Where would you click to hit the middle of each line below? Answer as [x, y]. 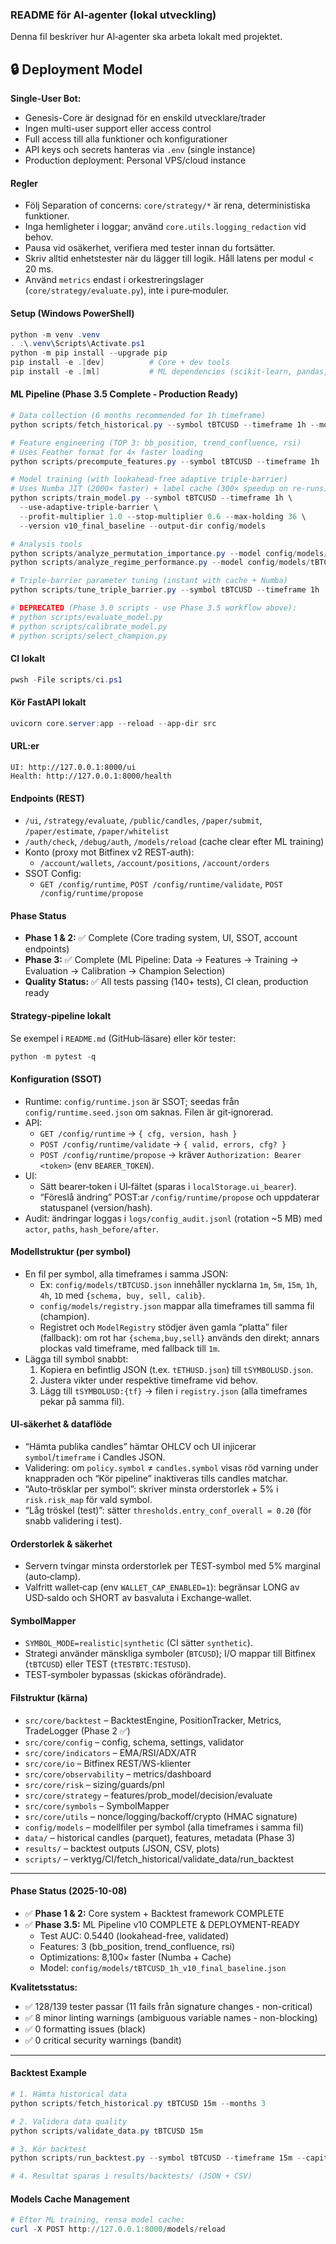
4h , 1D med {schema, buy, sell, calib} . [122, 1295]
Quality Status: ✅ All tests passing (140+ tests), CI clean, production [166, 982]
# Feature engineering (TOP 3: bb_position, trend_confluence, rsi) [156, 443]
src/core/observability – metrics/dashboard [118, 1774]
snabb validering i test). [73, 1521]
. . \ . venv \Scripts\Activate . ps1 [77, 344]
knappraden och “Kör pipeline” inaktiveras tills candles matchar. [156, 1479]
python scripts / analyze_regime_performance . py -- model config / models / [160, 563]
